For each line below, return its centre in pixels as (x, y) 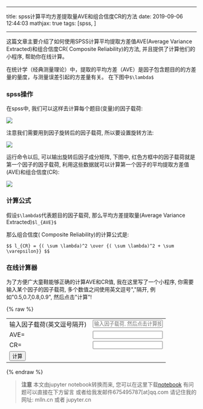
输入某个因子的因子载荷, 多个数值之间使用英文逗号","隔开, (78, 289)
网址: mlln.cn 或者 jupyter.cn (56, 399)
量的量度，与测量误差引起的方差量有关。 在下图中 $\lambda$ (80, 77)
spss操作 (20, 94)
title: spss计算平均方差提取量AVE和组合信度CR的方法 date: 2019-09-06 (95, 16)
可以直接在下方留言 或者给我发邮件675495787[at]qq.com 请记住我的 (111, 392)
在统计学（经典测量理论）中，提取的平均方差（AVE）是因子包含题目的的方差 (101, 69)
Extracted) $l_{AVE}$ (31, 222)
